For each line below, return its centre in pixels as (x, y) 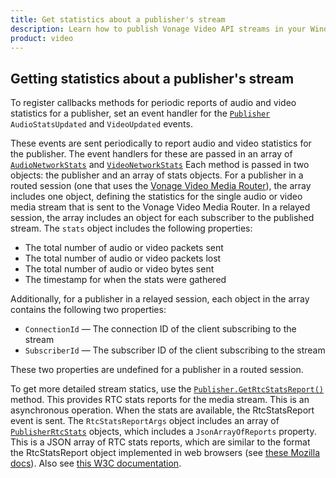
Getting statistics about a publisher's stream (152, 78)
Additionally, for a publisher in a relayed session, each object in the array (160, 299)
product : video (42, 38)
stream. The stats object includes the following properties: (131, 228)
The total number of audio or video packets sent (124, 248)
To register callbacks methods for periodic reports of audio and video (153, 103)
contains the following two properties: (88, 310)
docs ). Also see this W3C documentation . (96, 463)
